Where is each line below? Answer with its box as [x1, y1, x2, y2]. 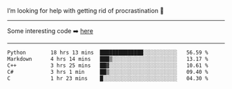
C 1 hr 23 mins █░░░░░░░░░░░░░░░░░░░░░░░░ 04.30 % [7, 75, 209, 82]
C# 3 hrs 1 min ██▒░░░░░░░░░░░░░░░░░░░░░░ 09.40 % [7, 68, 209, 75]
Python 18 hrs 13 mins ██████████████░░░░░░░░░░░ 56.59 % [7, 49, 209, 56]
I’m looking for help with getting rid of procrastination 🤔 [7, 7, 164, 14]
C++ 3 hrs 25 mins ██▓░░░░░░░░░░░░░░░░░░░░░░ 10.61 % [7, 62, 209, 69]
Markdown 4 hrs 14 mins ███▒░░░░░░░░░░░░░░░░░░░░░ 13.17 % [7, 55, 209, 62]
